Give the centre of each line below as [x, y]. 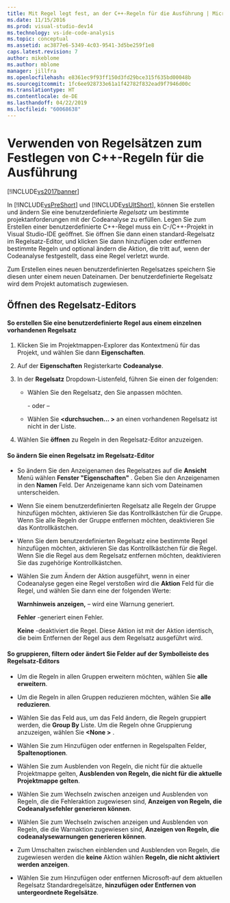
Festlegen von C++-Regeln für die [105, 158]
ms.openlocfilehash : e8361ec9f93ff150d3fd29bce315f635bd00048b [99, 77]
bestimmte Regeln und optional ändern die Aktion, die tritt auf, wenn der [108, 249]
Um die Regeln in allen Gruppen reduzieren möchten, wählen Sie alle [114, 697]
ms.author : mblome [33, 65]
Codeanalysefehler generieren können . [74, 808]
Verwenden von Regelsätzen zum [105, 143]
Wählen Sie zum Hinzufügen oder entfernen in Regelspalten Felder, [112, 745]
